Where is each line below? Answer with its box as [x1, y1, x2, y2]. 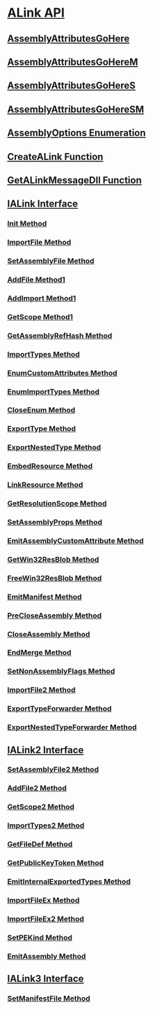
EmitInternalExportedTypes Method [7, 876, 131, 886]
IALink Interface [7, 198, 79, 210]
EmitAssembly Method [7, 951, 86, 961]
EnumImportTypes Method [7, 387, 99, 396]
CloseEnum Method [7, 405, 76, 415]
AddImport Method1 [7, 293, 76, 303]
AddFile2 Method [7, 784, 67, 793]
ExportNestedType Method [7, 443, 102, 453]
